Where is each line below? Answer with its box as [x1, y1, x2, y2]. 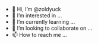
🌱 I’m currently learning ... [11, 18, 75, 25]
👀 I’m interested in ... [11, 12, 62, 19]
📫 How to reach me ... [11, 32, 67, 38]
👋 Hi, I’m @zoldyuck [11, 6, 61, 12]
